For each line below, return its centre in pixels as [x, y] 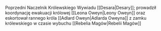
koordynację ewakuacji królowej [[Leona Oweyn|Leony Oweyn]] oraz [75, 13]
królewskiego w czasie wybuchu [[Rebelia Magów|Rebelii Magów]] [73, 23]
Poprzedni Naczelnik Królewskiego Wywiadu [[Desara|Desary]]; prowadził [81, 8]
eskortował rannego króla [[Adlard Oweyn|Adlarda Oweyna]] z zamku [76, 18]
